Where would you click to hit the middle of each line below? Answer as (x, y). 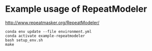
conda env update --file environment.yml (49, 31)
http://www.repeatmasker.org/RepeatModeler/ (52, 23)
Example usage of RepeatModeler (76, 9)
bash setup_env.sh (24, 40)
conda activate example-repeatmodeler (45, 36)
